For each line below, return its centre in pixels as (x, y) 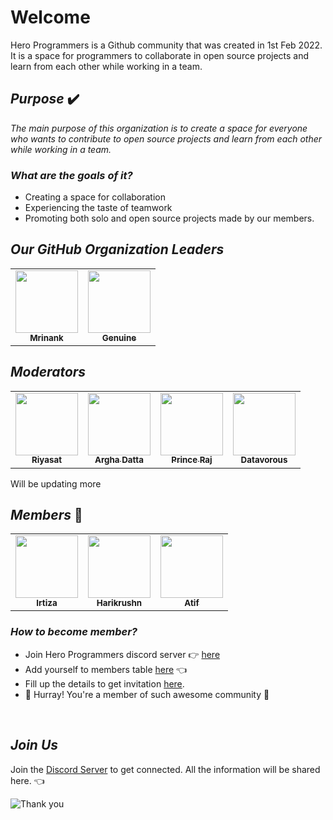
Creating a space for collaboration (95, 197)
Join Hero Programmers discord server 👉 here (122, 654)
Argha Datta (119, 460)
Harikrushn (119, 603)
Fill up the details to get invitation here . (104, 683)
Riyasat (47, 460)
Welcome (50, 17)
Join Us (34, 745)
